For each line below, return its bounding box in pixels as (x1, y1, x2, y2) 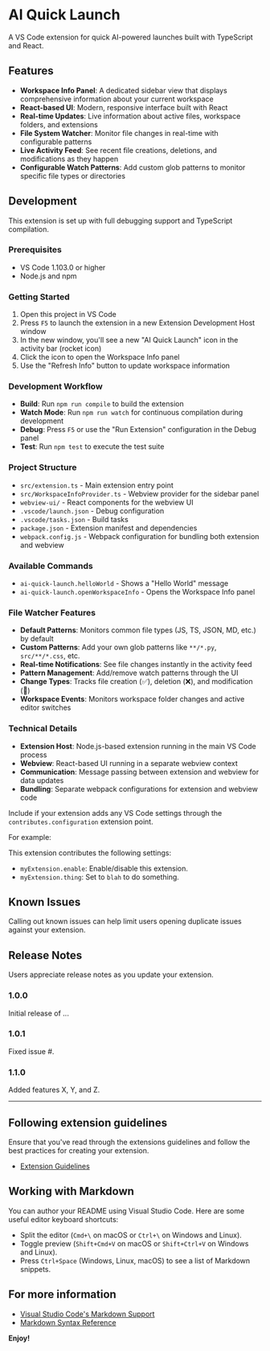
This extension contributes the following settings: (8, 847, 171, 858)
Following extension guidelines (8, 1116, 167, 1130)
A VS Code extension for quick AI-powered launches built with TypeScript (8, 32, 253, 42)
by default (19, 634, 54, 644)
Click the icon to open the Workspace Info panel (19, 352, 180, 362)
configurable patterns (19, 137, 92, 146)
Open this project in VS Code (19, 310, 117, 319)
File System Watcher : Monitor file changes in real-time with (19, 128, 219, 138)
